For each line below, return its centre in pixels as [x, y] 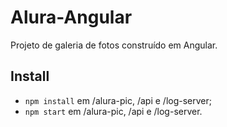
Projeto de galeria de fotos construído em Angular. [114, 45]
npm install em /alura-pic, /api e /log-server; [118, 100]
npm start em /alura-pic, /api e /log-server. [113, 111]
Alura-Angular [71, 17]
